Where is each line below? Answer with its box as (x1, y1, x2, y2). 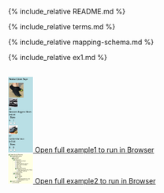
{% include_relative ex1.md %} (8, 53, 108, 62)
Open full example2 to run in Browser (35, 176, 156, 186)
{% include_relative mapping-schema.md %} (8, 37, 155, 47)
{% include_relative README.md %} (8, 7, 126, 16)
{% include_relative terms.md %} (8, 22, 116, 31)
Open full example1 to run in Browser (35, 146, 155, 155)
